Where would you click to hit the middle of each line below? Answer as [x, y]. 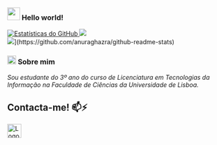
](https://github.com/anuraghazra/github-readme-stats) [94, 42]
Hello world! [43, 18]
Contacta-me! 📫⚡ [47, 108]
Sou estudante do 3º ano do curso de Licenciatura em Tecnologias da [108, 77]
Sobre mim [36, 62]
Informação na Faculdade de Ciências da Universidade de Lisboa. [103, 85]
